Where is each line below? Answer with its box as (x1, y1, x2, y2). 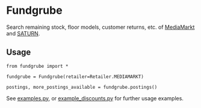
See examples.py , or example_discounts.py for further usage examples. (6, 94, 184, 102)
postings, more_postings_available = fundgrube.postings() (6, 84, 158, 90)
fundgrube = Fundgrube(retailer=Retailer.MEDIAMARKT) (6, 73, 144, 80)
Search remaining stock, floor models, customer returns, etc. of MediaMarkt (6, 23, 195, 31)
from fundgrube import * (6, 63, 69, 69)
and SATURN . (6, 29, 40, 37)
